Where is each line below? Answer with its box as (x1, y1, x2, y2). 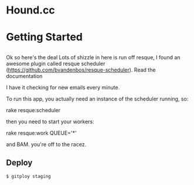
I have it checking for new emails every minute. (6, 83, 120, 91)
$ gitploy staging (6, 173, 51, 179)
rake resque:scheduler (6, 106, 60, 113)
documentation (6, 72, 43, 79)
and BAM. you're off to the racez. (6, 140, 87, 147)
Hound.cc (6, 4, 55, 17)
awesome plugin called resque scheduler (6, 60, 105, 67)
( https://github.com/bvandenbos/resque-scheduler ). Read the (6, 66, 156, 73)
